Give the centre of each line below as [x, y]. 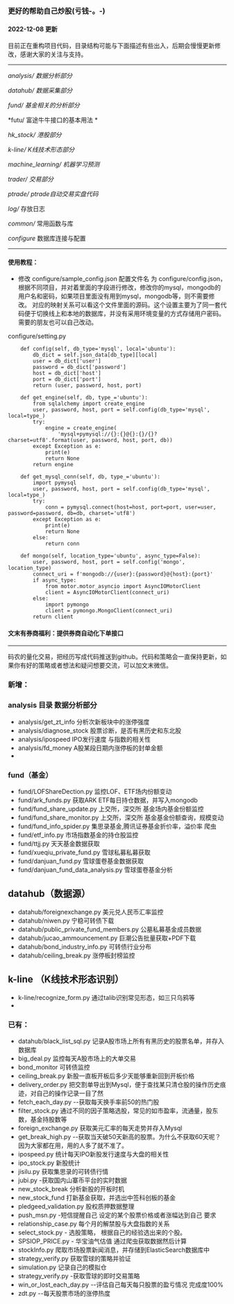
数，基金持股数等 [42, 1119]
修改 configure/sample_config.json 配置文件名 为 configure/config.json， [122, 279]
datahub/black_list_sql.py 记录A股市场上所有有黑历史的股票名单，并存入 [121, 1041]
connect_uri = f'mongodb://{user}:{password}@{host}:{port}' [123, 574]
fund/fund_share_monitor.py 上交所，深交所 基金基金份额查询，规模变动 [121, 818]
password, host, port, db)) [132, 440]
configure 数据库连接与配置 [47, 239]
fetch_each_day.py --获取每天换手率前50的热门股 [89, 1102]
